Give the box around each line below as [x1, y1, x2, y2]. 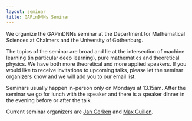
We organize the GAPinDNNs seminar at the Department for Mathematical [6, 30, 186, 37]
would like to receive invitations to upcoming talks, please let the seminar [6, 66, 184, 73]
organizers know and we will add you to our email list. [6, 73, 137, 80]
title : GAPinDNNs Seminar [6, 14, 69, 20]
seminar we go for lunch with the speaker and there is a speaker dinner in [6, 90, 185, 98]
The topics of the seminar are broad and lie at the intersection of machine [6, 48, 185, 55]
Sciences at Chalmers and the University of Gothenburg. [6, 36, 143, 43]
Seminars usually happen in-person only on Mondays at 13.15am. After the [6, 84, 186, 91]
